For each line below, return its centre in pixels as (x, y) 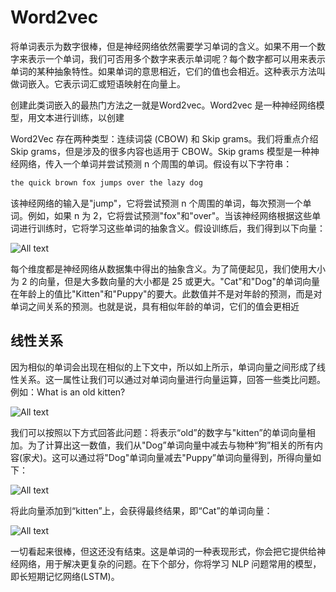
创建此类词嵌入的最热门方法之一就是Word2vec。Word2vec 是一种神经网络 (163, 105)
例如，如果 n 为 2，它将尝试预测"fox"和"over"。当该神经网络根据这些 (170, 215)
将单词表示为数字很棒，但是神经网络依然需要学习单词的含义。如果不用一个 (163, 46)
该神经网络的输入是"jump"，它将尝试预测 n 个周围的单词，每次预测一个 (156, 203)
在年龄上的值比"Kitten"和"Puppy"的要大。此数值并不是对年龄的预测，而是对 (166, 293)
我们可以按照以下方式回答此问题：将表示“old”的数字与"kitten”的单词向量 (158, 432)
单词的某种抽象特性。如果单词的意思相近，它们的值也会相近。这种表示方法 (163, 71)
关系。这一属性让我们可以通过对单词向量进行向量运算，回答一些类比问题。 (172, 379)
